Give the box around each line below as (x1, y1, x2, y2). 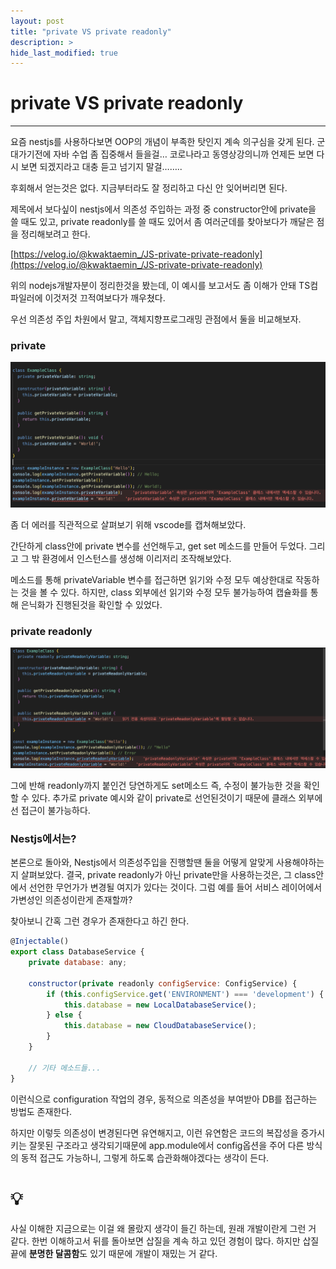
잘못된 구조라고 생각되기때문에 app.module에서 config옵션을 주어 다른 (28, 1139, 305, 1151)
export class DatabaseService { (10, 947, 145, 957)
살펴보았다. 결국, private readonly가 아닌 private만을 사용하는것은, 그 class (20, 869, 317, 881)
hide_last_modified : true (10, 48, 118, 58)
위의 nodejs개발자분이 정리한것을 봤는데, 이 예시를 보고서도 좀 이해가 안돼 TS (10, 280, 311, 292)
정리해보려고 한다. (20, 228, 91, 240)
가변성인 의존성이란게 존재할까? (10, 894, 133, 906)
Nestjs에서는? (10, 831, 77, 845)
